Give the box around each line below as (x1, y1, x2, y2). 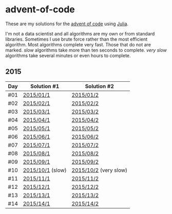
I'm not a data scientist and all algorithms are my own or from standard (5, 30, 155, 37)
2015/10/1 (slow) (23, 166, 67, 173)
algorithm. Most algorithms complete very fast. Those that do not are (5, 41, 151, 47)
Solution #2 (85, 82, 114, 90)
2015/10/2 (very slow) (71, 166, 127, 173)
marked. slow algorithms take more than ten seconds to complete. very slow (5, 47, 167, 53)
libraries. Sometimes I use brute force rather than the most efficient (5, 36, 148, 42)
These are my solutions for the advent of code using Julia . (5, 21, 129, 27)
